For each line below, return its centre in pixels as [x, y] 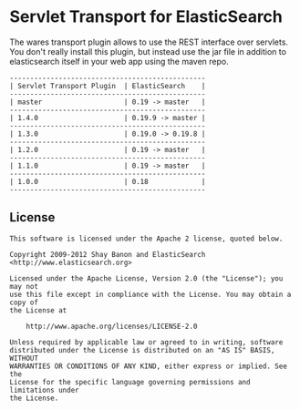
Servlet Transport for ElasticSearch [146, 17]
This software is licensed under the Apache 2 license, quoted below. [146, 239]
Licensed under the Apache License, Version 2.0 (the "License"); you [146, 278]
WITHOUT [24, 358]
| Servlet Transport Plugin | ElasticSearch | [108, 86]
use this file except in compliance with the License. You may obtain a [150, 294]
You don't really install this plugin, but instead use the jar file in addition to [148, 51]
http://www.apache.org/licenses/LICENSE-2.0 [112, 326]
